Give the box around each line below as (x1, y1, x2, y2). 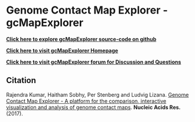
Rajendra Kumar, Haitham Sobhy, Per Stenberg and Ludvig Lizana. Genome (6, 91, 189, 98)
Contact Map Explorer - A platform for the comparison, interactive (6, 97, 167, 104)
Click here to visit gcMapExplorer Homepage (6, 47, 118, 54)
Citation (6, 75, 37, 85)
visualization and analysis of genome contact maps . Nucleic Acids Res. (6, 104, 181, 111)
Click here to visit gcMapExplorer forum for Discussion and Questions (6, 58, 181, 65)
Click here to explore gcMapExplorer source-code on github (6, 35, 157, 42)
